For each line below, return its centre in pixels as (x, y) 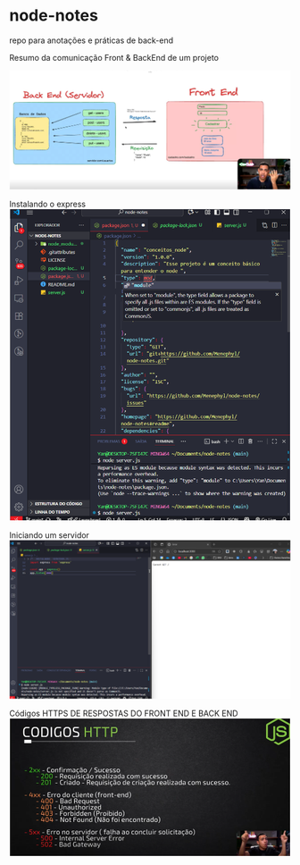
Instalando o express (48, 204)
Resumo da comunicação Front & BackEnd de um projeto (114, 57)
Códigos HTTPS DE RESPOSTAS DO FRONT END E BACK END (124, 714)
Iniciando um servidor (49, 535)
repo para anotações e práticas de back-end (92, 40)
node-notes (54, 16)
